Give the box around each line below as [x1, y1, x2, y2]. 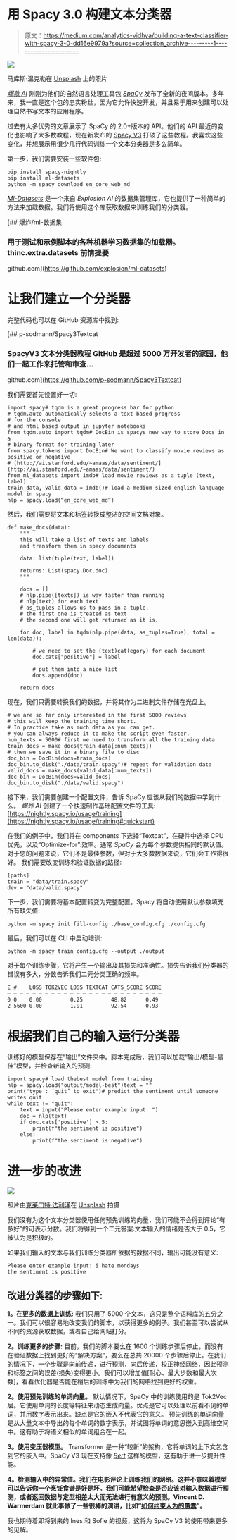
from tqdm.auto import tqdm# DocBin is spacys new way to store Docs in [7, 429, 225, 436]
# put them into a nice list [32, 666, 118, 673]
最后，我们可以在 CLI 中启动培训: [7, 934, 103, 942]
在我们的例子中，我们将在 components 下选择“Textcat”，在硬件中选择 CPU [7, 832, 224, 840]
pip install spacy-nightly [7, 168, 86, 175]
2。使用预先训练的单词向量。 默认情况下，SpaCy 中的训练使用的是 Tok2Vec [7, 1393, 227, 1401]
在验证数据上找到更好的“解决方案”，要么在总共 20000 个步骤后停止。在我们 [7, 1351, 227, 1360]
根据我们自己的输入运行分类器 [7, 1028, 181, 1044]
